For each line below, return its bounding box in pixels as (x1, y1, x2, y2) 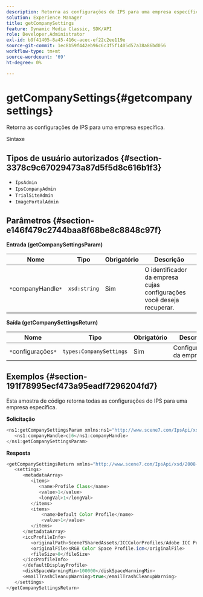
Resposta (6, 449, 31, 457)
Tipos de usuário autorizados (6, 153, 119, 163)
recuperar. (144, 303, 175, 312)
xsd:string (68, 285, 100, 292)
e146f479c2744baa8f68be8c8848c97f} (6, 225, 162, 235)
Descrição (153, 256, 184, 264)
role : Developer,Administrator (6, 31, 85, 38)
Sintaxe (6, 136, 25, 143)
